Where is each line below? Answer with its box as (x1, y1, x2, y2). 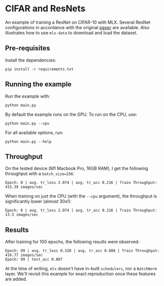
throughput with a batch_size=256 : (5, 171, 75, 177)
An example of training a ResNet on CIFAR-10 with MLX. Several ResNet (5, 19, 151, 25)
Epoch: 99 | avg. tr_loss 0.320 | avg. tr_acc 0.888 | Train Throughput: (5, 249, 160, 253)
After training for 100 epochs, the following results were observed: (5, 239, 139, 245)
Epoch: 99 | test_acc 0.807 (5, 257, 63, 262)
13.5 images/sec (5, 213, 38, 217)
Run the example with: (5, 93, 50, 99)
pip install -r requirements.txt (5, 67, 74, 71)
